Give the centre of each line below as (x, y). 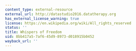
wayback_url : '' (21, 41)
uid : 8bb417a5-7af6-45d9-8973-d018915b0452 (50, 37)
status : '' (16, 28)
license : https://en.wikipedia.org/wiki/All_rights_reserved (68, 23)
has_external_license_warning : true (42, 18)
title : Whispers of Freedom (34, 32)
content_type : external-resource (39, 9)
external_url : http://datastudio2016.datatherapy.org (61, 14)
